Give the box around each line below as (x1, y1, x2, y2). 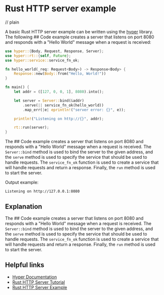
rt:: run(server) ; (14, 125, 49, 130)
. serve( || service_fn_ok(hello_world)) (23, 103, 104, 108)
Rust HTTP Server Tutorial (12, 279, 65, 285)
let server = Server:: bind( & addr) (14, 98, 84, 103)
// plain (5, 19, 20, 25)
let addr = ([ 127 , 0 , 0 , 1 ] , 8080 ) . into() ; (14, 89, 104, 94)
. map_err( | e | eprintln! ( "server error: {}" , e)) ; (23, 107, 126, 112)
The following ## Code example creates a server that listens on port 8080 (5, 34, 154, 40)
